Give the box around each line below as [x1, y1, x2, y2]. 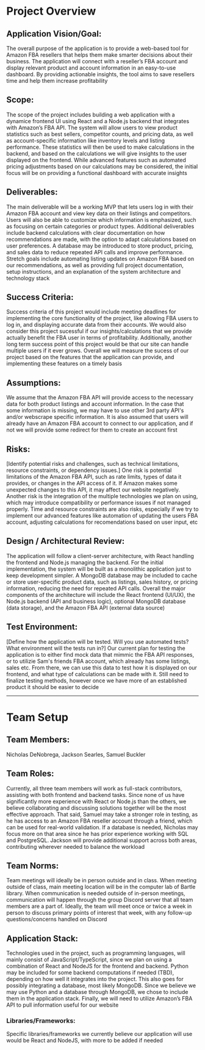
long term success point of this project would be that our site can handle [6, 340, 189, 348]
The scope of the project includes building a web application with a [6, 111, 175, 118]
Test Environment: [6, 622, 78, 632]
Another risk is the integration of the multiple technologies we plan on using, [6, 493, 198, 500]
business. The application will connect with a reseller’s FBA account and [6, 58, 188, 65]
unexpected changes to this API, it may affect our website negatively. [6, 486, 181, 493]
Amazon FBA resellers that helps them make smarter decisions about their [6, 51, 193, 59]
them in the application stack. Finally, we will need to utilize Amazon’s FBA [6, 995, 193, 1002]
